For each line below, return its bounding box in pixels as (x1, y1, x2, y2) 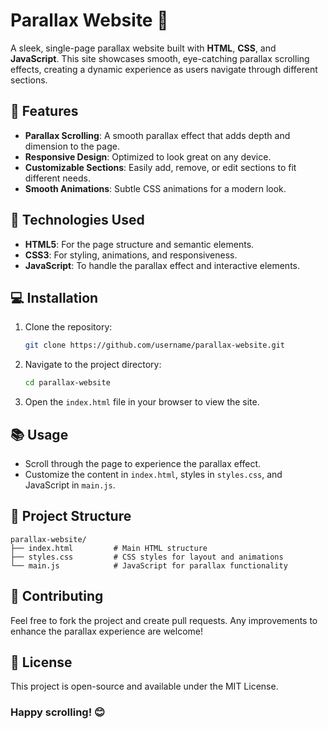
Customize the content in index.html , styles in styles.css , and (24, 468, 283, 480)
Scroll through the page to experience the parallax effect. (24, 457, 262, 469)
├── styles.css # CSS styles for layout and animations (10, 552, 284, 562)
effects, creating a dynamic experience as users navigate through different (10, 63, 318, 75)
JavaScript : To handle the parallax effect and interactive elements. (24, 259, 301, 271)
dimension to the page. (24, 140, 120, 152)
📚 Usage (10, 426, 69, 443)
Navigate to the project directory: (24, 359, 162, 371)
